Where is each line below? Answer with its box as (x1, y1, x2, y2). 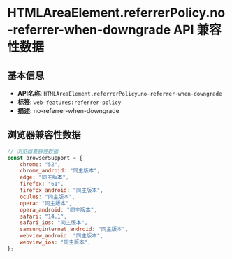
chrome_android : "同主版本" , (20, 168, 101, 175)
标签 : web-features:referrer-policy (17, 98, 122, 106)
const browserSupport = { (7, 154, 82, 161)
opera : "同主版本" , (20, 200, 72, 207)
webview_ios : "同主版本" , (20, 239, 91, 246)
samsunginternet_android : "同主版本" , (20, 225, 129, 233)
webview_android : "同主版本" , (20, 232, 103, 239)
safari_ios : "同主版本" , (20, 219, 88, 226)
